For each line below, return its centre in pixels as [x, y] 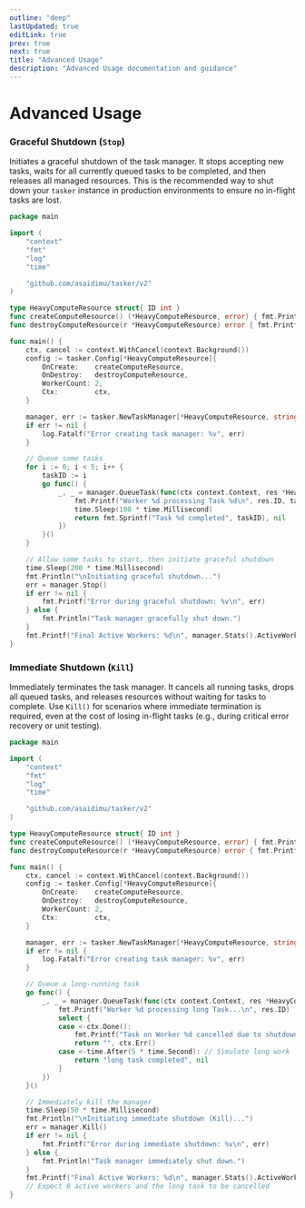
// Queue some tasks [64, 459]
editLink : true [38, 35]
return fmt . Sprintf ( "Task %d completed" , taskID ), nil [180, 518]
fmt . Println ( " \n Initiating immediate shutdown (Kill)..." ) [140, 1119]
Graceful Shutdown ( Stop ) [67, 142]
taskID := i [65, 476]
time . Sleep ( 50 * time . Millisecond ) [93, 1110]
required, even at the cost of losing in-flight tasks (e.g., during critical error [149, 716]
